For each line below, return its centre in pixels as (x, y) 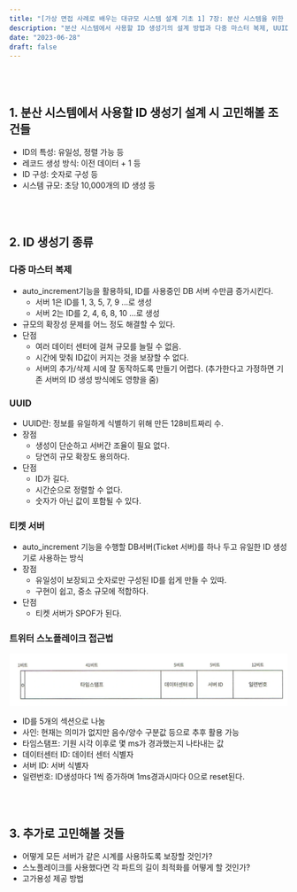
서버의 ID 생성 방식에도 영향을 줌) (102, 379)
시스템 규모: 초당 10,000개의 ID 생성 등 (89, 185)
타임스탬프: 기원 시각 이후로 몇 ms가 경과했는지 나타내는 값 (123, 743)
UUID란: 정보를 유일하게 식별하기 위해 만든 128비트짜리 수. (122, 423)
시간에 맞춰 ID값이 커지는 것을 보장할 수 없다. (112, 357)
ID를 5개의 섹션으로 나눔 (64, 721)
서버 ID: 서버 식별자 (55, 765)
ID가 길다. (52, 479)
